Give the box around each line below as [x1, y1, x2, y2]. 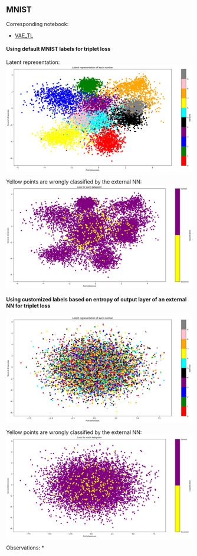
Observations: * [6, 544, 44, 551]
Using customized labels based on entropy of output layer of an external [6, 296, 187, 303]
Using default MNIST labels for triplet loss [6, 46, 111, 53]
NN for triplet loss [6, 302, 51, 310]
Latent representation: [6, 59, 60, 66]
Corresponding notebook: [6, 20, 69, 27]
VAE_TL [14, 32, 34, 39]
